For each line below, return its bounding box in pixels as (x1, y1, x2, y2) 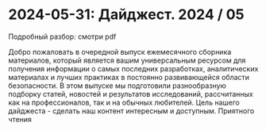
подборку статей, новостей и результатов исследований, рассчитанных (8, 89, 254, 98)
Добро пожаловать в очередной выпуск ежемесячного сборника (8, 47, 232, 56)
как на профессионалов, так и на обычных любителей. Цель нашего (8, 97, 240, 107)
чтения (8, 114, 32, 124)
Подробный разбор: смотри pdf (8, 32, 117, 41)
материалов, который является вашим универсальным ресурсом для (8, 55, 246, 65)
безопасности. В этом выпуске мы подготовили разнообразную (8, 81, 226, 90)
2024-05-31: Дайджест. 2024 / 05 (8, 6, 245, 24)
